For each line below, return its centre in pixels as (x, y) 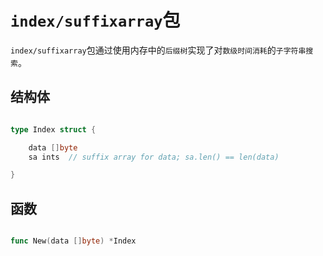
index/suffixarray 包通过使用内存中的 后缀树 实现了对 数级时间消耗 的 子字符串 (158, 50)
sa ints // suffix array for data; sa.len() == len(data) (154, 157)
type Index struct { (53, 129)
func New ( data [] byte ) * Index (73, 241)
